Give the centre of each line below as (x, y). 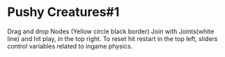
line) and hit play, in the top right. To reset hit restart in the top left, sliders (113, 38)
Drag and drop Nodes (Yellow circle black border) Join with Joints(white (111, 31)
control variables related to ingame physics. (70, 46)
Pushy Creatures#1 (63, 12)
